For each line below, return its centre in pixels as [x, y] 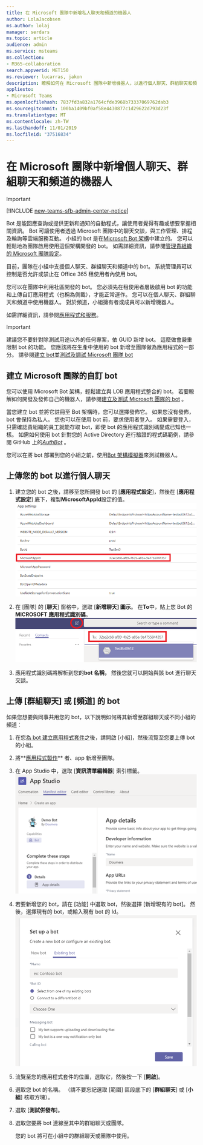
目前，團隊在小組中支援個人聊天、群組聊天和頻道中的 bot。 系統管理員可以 [99, 267]
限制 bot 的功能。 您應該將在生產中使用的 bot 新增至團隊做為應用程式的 [95, 347]
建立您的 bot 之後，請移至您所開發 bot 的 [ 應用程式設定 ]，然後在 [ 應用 [102, 491]
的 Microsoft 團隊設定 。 [36, 254]
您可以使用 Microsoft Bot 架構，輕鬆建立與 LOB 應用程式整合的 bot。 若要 [98, 391]
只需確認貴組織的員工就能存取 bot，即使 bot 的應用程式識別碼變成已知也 [96, 427]
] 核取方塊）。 [37, 1097]
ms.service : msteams [32, 51]
